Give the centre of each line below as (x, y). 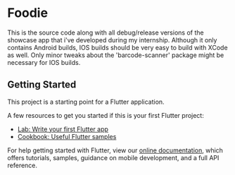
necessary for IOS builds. (44, 62)
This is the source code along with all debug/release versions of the (106, 32)
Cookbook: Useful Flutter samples (67, 136)
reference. (22, 165)
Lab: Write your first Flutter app (63, 129)
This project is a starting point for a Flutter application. (86, 102)
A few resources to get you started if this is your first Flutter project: (106, 115)
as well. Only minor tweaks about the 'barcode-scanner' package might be (116, 55)
